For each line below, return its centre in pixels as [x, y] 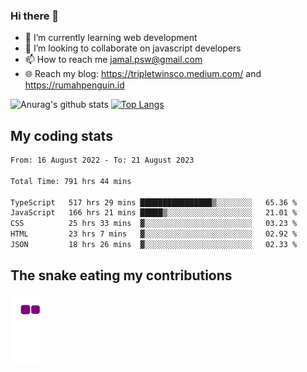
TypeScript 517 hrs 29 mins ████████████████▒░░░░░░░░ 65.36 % [154, 202]
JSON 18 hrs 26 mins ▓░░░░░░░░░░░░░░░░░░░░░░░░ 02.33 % [154, 245]
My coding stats [61, 135]
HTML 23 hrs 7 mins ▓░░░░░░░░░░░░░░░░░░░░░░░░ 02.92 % [154, 234]
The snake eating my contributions [121, 275]
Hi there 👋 [35, 16]
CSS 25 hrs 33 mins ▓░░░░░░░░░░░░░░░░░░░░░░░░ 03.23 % [154, 224]
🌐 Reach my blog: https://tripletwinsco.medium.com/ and [143, 74]
